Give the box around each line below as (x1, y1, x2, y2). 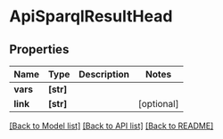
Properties (9, 42, 70, 57)
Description (78, 69, 129, 80)
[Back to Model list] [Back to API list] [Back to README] (9, 120, 214, 131)
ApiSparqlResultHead (9, 6, 173, 27)
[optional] (137, 98, 179, 110)
